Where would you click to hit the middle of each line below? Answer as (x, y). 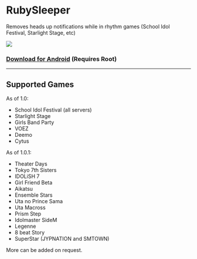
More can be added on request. (44, 250)
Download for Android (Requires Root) (62, 59)
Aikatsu (24, 189)
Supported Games (40, 84)
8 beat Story (30, 233)
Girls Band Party (34, 122)
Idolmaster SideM (36, 220)
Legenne (25, 226)
